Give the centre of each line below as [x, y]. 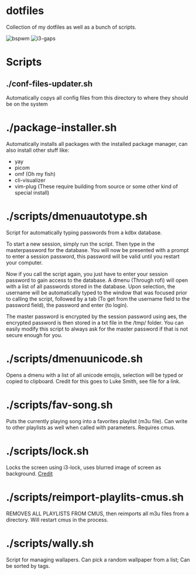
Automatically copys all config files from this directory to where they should [97, 97]
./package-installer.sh [61, 128]
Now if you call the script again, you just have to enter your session [87, 274]
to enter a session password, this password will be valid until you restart [93, 256]
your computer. [25, 263]
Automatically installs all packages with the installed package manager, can [97, 144]
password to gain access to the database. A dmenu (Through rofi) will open [97, 280]
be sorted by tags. [28, 566]
